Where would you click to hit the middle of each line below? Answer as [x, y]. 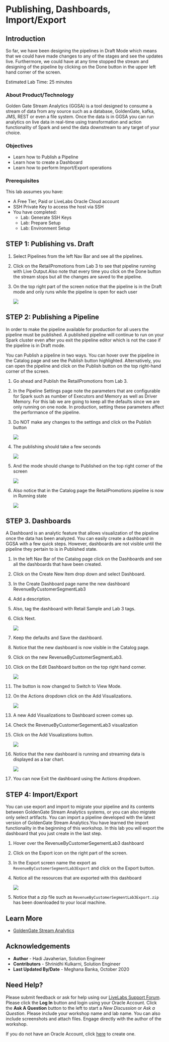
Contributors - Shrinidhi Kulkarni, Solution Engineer [67, 964]
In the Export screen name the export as [55, 863]
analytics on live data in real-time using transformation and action [74, 122]
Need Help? [24, 985]
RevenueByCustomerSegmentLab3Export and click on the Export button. [84, 868]
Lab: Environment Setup [46, 228]
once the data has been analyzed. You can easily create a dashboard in [80, 539]
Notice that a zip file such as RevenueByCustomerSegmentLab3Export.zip [86, 897]
